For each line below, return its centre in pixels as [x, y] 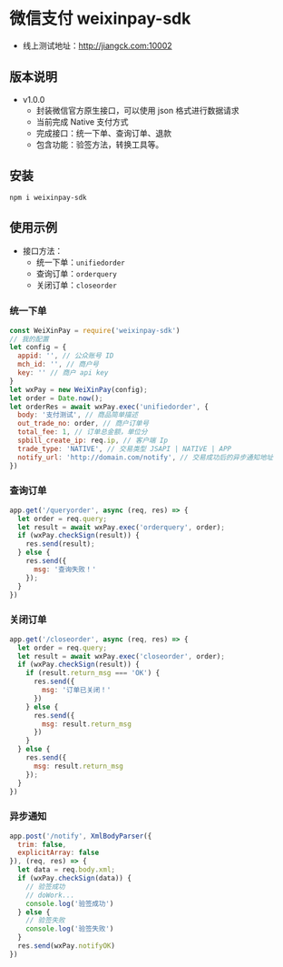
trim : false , [42, 844]
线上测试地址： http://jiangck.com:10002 [97, 45]
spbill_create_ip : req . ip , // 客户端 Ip [93, 441]
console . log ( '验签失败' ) [70, 929]
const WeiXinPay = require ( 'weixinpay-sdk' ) [95, 330]
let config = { [38, 348]
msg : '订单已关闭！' [77, 690]
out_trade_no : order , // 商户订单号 [83, 424]
